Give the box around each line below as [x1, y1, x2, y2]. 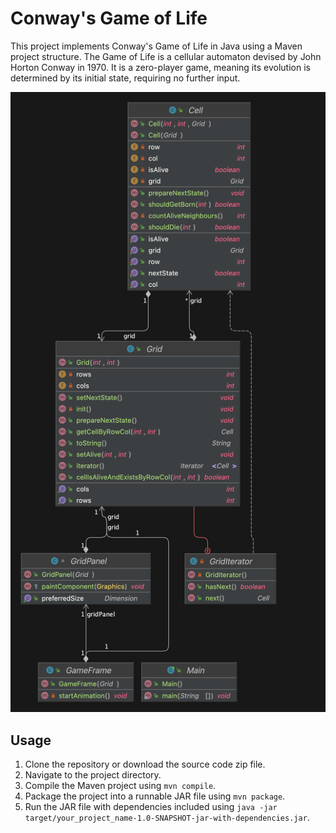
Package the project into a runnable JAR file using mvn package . [24, 790, 286, 802]
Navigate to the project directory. [24, 769, 162, 781]
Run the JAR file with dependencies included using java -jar [24, 801, 278, 813]
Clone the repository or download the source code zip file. [24, 758, 266, 771]
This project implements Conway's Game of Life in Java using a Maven [10, 40, 303, 52]
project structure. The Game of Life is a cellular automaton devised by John [10, 50, 322, 62]
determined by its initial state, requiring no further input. [10, 72, 241, 84]
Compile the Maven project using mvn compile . [24, 780, 217, 792]
